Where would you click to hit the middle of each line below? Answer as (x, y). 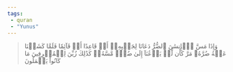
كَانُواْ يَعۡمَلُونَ (43, 61)
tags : (15, 13)
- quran (21, 20)
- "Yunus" (24, 26)
